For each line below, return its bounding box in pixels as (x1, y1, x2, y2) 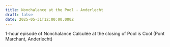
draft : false (5, 12, 33, 17)
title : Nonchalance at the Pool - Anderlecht (5, 7, 103, 13)
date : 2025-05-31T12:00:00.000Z (5, 17, 74, 22)
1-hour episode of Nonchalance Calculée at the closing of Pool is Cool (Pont (5, 31, 165, 37)
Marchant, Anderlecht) (5, 36, 53, 42)
